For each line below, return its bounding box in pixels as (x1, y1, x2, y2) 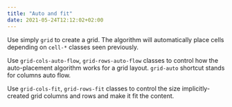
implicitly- (181, 84, 210, 93)
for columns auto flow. (7, 70, 71, 79)
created (7, 91, 30, 100)
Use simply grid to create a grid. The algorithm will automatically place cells (7, 35, 224, 43)
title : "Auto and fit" (7, 10, 73, 17)
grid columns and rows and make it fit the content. (30, 91, 175, 100)
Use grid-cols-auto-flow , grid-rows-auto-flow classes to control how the (7, 56, 219, 64)
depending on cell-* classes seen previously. (7, 43, 139, 51)
